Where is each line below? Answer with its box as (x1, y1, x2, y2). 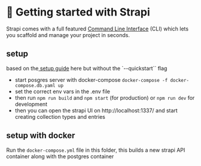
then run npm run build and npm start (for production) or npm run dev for (14, 94, 195, 101)
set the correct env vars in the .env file (14, 88, 111, 95)
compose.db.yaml (14, 82, 56, 88)
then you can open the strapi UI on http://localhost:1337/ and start (14, 107, 178, 114)
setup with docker (6, 131, 75, 141)
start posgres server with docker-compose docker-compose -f (14, 76, 168, 83)
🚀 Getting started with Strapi (6, 5, 151, 19)
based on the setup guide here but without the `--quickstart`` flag (6, 64, 167, 72)
